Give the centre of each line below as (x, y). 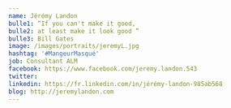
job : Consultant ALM (43, 62)
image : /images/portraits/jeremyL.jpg (74, 46)
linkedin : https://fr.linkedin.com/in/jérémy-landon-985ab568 (115, 84)
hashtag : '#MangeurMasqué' (54, 54)
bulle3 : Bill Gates (41, 39)
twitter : (23, 76)
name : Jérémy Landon (43, 16)
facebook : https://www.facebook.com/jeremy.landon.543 (103, 69)
